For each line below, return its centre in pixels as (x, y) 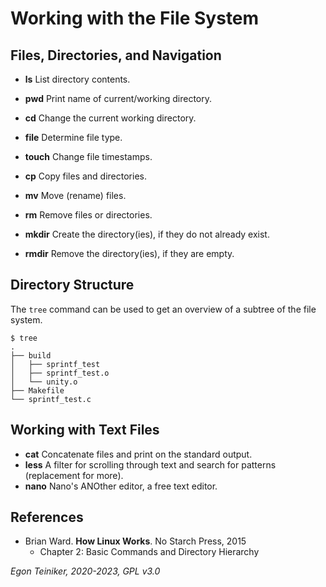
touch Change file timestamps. (88, 156)
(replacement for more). (74, 475)
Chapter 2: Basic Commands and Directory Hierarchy (149, 552)
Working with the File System (135, 18)
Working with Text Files (85, 430)
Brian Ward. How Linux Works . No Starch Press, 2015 (135, 541)
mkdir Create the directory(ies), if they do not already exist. (147, 234)
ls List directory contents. (77, 79)
